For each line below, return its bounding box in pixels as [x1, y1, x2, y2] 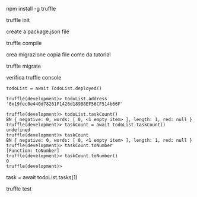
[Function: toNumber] [6, 148, 60, 154]
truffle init [6, 17, 30, 23]
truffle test [6, 185, 32, 192]
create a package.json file [6, 28, 69, 35]
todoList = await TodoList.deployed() [6, 85, 102, 91]
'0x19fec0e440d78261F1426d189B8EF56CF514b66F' [6, 101, 123, 107]
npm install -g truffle [6, 5, 56, 12]
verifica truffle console [6, 74, 62, 81]
